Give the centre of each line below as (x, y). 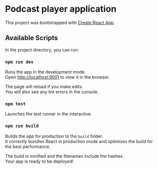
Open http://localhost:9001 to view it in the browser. (57, 77)
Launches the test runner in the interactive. (49, 114)
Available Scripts (31, 38)
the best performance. (28, 146)
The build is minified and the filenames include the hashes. (65, 156)
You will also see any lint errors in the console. (52, 92)
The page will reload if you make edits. (44, 87)
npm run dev (19, 62)
